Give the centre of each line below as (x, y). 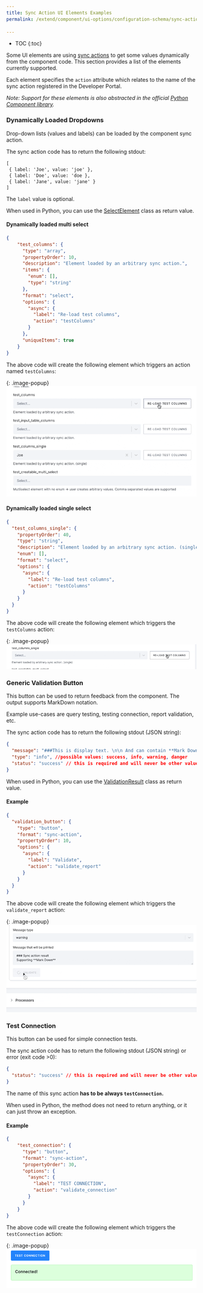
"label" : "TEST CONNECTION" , (70, 1184)
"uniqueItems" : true (48, 340)
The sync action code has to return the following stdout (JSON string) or (96, 1051)
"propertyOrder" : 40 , (44, 535)
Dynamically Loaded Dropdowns (55, 120)
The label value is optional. (40, 199)
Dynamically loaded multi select (47, 225)
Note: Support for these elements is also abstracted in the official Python (97, 98)
